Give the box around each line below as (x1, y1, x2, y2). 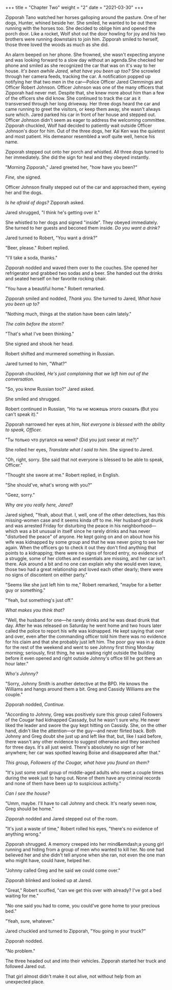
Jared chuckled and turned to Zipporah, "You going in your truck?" (5, 928, 146, 934)
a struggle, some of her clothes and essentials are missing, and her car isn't (5, 556, 165, 561)
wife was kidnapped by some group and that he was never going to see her (5, 539, 165, 545)
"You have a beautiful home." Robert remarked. (5, 285, 105, 292)
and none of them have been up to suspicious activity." (5, 780, 121, 786)
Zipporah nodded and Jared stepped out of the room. (5, 816, 118, 822)
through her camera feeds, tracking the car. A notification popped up (5, 73, 151, 79)
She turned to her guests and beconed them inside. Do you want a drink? (5, 225, 160, 231)
